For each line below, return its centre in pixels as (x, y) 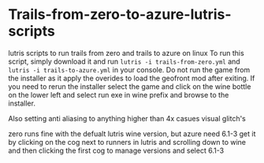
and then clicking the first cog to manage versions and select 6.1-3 (116, 150)
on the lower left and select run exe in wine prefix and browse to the (119, 94)
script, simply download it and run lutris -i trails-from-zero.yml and (124, 61)
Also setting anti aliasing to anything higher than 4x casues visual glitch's (127, 118)
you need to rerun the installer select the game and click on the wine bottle (130, 86)
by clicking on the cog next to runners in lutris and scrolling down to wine (127, 142)
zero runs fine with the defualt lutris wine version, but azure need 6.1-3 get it (132, 133)
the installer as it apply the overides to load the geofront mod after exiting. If (132, 78)
